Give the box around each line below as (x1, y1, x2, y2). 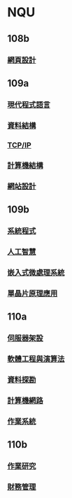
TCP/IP (7, 140, 31, 149)
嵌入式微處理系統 (7, 267, 65, 277)
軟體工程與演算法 (7, 353, 65, 363)
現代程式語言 (7, 100, 51, 110)
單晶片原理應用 (7, 288, 58, 298)
